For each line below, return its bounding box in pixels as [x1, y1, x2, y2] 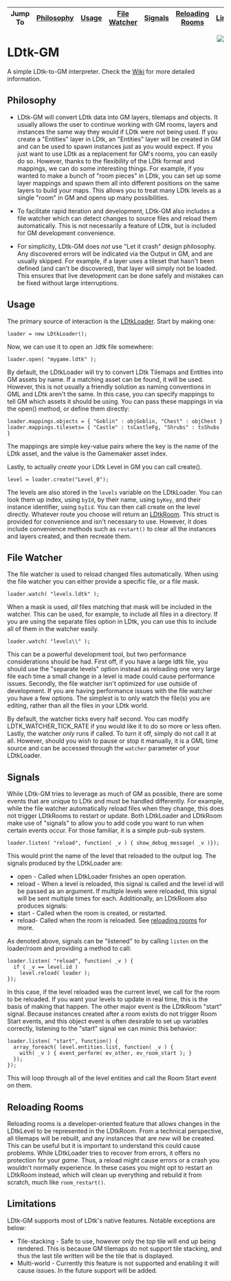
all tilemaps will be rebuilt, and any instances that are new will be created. [7, 1134, 216, 1142]
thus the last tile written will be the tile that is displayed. [16, 1251, 174, 1260]
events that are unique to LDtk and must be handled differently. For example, [7, 797, 224, 806]
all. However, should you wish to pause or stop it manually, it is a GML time [7, 737, 219, 745]
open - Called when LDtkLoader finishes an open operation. [16, 872, 187, 881]
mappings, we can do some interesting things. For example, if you [16, 164, 204, 172]
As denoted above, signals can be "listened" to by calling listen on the [7, 937, 208, 945]
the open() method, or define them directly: [7, 404, 130, 413]
